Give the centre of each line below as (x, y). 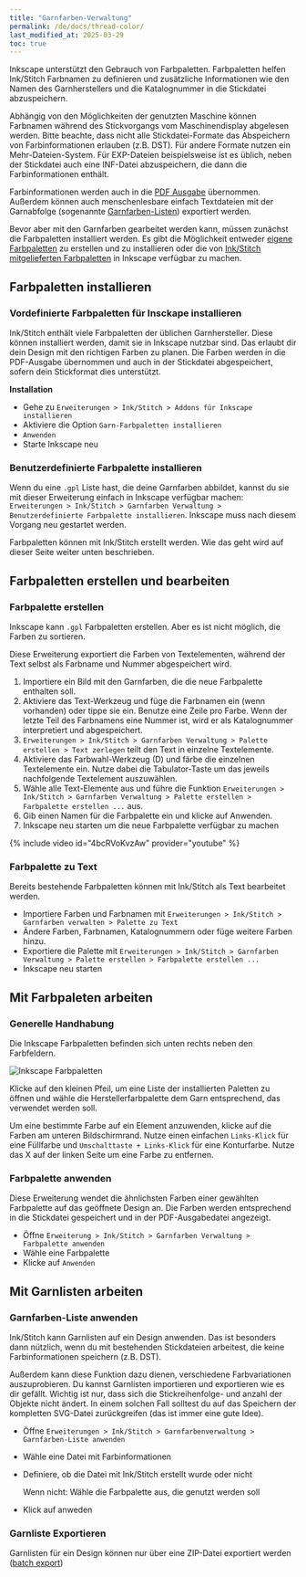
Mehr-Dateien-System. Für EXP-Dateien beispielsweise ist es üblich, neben (151, 155)
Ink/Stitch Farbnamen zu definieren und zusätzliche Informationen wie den (149, 79)
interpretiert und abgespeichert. (82, 730)
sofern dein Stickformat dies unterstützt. (85, 372)
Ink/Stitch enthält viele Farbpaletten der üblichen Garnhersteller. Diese (141, 332)
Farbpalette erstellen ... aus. (83, 805)
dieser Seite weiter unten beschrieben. (82, 552)
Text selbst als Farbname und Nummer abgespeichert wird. (121, 664)
